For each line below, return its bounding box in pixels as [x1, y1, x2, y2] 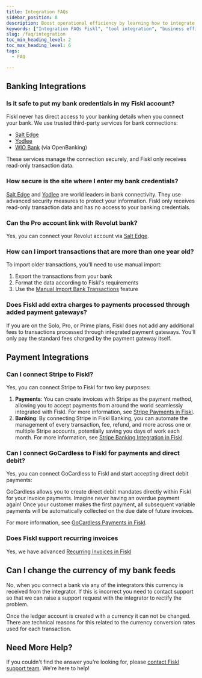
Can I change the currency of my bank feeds [6, 565, 176, 576]
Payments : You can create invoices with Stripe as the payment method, [14, 395, 193, 403]
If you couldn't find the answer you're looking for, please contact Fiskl [6, 658, 179, 666]
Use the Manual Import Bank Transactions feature [14, 286, 138, 293]
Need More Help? [6, 642, 73, 653]
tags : [6, 48, 20, 54]
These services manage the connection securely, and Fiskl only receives [6, 155, 186, 163]
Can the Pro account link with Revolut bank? [6, 218, 138, 227]
